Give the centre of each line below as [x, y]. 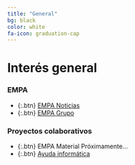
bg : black [22, 20]
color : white [26, 27]
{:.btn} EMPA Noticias [49, 105]
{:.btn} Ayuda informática [54, 154]
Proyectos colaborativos [50, 131]
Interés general [52, 68]
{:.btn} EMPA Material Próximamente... [72, 146]
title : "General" [33, 14]
